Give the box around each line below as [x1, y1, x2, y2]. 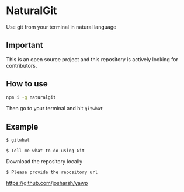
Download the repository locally [6, 158, 83, 165]
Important [6, 40, 43, 50]
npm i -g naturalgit [6, 95, 57, 100]
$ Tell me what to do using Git [6, 148, 85, 154]
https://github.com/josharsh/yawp [6, 180, 88, 187]
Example [6, 121, 39, 132]
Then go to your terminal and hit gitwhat [6, 105, 103, 112]
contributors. [6, 62, 37, 69]
